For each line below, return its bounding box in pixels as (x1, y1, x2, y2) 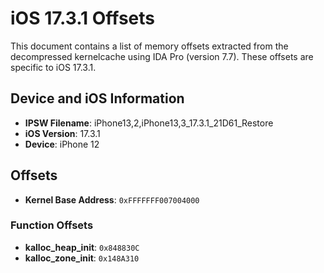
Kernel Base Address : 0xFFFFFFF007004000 (24, 193, 200, 206)
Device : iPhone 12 (24, 138, 100, 150)
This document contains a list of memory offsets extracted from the (10, 40, 289, 52)
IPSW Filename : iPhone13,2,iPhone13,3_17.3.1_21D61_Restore (24, 117, 274, 129)
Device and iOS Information (10, 90, 185, 107)
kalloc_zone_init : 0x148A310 (24, 252, 140, 264)
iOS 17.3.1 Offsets (10, 7, 155, 30)
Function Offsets (10, 218, 94, 232)
